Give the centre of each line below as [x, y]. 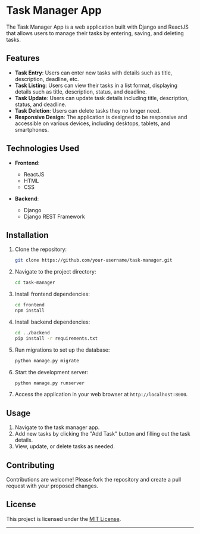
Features [23, 58]
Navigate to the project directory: [55, 272]
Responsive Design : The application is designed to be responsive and [101, 117]
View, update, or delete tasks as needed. [65, 446]
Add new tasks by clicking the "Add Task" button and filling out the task [102, 434]
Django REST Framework [54, 216]
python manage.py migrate [47, 361]
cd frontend [29, 305]
